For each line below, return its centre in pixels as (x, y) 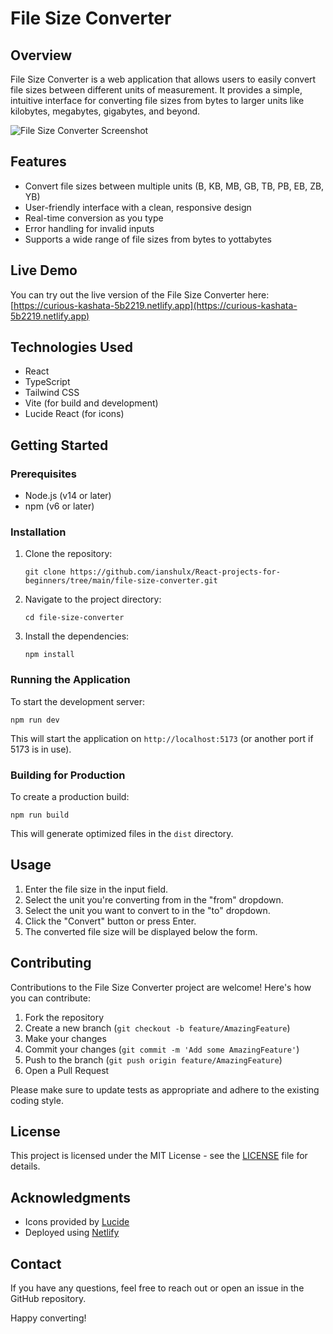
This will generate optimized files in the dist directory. (122, 834)
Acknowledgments (71, 1197)
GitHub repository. (48, 1299)
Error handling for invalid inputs (89, 228)
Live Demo (44, 270)
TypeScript (47, 382)
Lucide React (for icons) (74, 414)
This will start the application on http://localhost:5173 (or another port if (162, 738)
